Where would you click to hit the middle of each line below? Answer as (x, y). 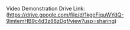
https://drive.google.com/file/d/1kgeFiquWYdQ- (66, 15)
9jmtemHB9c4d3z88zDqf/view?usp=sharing (61, 21)
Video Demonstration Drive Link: (45, 9)
